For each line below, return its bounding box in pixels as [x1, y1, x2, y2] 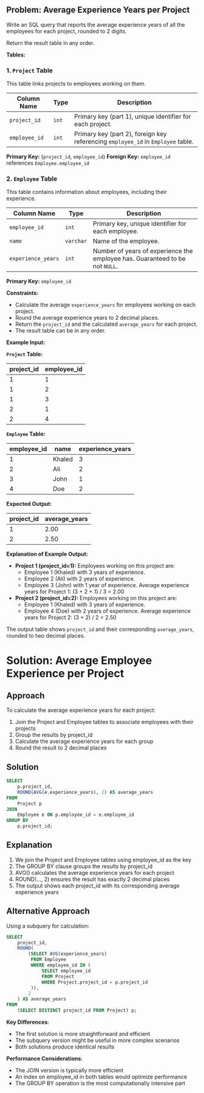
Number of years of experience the [93, 247, 193, 255]
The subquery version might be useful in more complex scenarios [15, 1036, 180, 1044]
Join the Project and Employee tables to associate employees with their [15, 719, 194, 726]
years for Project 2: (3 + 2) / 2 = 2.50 [24, 614, 117, 621]
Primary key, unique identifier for [93, 219, 186, 228]
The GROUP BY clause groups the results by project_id [15, 863, 153, 870]
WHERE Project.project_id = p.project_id [41, 979, 148, 985]
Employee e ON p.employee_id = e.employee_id [17, 812, 135, 818]
